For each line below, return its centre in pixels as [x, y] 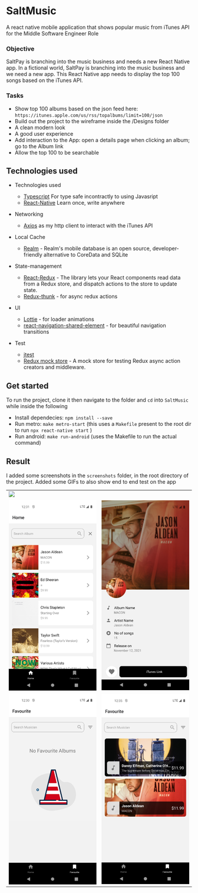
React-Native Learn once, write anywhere [74, 203]
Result [18, 461]
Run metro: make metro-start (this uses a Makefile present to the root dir [103, 424]
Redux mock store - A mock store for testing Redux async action [102, 361]
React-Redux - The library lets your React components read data [102, 278]
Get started [27, 385]
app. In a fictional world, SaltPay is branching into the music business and [95, 68]
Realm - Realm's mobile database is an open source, [87, 248]
